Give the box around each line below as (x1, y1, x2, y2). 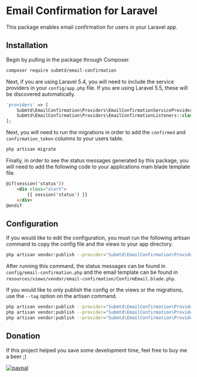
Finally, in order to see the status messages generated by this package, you (6, 157, 189, 164)
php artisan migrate (6, 147, 57, 152)
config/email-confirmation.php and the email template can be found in (6, 269, 178, 276)
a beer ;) (6, 353, 27, 360)
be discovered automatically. (6, 90, 76, 97)
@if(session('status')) (6, 181, 64, 186)
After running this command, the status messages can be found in (6, 263, 166, 270)
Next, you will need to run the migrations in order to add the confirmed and (6, 129, 186, 136)
